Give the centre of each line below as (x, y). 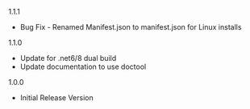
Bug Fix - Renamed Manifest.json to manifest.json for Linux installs (131, 27)
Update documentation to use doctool (83, 67)
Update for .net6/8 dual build (68, 58)
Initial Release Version (57, 98)
